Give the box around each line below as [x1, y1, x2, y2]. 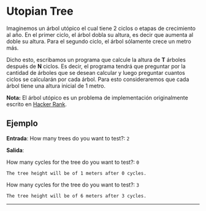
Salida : [6, 146, 25, 154]
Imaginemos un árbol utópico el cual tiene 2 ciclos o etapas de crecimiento [6, 25, 196, 32]
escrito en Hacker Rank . [6, 100, 67, 108]
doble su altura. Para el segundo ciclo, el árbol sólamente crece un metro [6, 37, 191, 45]
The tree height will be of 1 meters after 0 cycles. [6, 170, 147, 176]
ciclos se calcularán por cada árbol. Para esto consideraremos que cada [6, 75, 189, 83]
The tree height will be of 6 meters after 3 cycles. [6, 193, 147, 199]
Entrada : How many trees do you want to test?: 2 [6, 134, 130, 142]
